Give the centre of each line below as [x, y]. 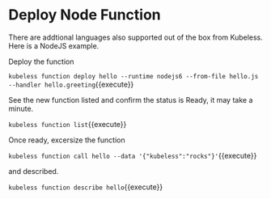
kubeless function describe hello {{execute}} [86, 187]
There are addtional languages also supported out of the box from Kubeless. [135, 37]
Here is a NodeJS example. [54, 45]
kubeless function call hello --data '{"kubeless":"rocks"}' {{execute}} [133, 155]
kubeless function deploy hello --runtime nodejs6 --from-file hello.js [133, 76]
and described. [34, 171]
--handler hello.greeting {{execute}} [71, 84]
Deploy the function [41, 61]
